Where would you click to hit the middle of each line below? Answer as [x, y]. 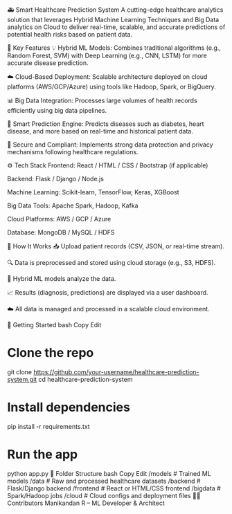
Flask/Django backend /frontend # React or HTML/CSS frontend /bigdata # [114, 488]
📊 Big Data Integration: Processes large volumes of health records [102, 100]
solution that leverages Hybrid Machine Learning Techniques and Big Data [113, 20]
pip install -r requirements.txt [48, 426]
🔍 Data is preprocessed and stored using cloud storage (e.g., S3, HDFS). [111, 263]
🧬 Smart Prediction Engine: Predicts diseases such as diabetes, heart [106, 124]
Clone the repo [51, 353]
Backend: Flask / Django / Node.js [55, 179]
